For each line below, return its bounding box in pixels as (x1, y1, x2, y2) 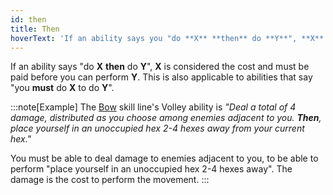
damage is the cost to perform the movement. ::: (10, 174, 210, 186)
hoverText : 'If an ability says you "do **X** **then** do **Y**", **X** (10, 33, 325, 43)
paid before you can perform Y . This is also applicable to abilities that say (10, 71, 313, 83)
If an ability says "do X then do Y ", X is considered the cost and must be (10, 61, 310, 73)
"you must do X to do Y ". (10, 82, 115, 94)
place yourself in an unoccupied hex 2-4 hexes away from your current (10, 122, 305, 135)
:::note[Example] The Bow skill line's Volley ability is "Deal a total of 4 (10, 101, 297, 113)
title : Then (10, 24, 60, 34)
